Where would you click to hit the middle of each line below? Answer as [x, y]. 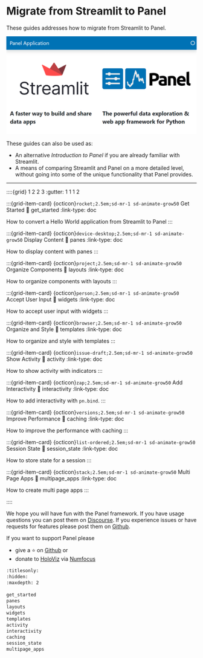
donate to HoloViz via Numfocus [55, 559]
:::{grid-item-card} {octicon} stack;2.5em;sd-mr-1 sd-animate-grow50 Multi [98, 472]
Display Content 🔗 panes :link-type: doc [73, 239]
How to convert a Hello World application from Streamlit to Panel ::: [90, 221]
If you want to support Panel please [50, 538]
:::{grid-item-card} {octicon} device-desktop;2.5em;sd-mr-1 [79, 233]
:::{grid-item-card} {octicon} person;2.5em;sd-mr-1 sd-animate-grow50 [93, 293]
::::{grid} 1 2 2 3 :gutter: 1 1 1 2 [43, 192]
